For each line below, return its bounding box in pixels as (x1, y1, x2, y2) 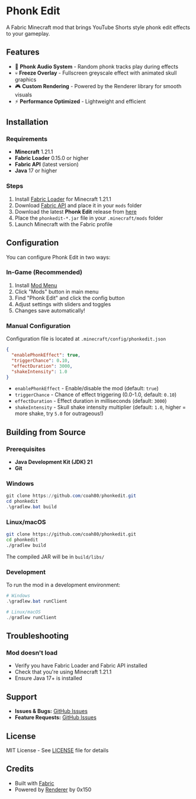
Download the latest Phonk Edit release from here (14, 208, 137, 215)
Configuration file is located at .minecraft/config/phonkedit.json (6, 335, 166, 342)
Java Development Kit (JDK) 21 (14, 458, 93, 466)
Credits (6, 764, 34, 774)
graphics (14, 76, 37, 83)
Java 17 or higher (14, 167, 57, 174)
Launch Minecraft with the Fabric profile (14, 220, 113, 227)
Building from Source (6, 427, 86, 437)
